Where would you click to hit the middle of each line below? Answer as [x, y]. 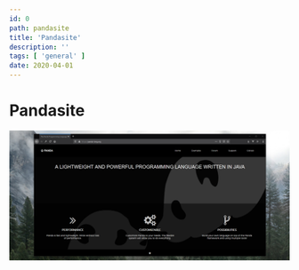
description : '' [39, 47]
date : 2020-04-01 [41, 66]
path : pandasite [39, 28]
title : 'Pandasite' [45, 37]
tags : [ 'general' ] [48, 56]
